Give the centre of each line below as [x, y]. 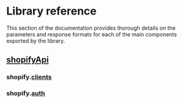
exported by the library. [36, 41]
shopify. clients [29, 77]
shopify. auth [26, 93]
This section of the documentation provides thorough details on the [91, 28]
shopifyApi [27, 60]
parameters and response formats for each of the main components [91, 34]
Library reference [52, 11]
